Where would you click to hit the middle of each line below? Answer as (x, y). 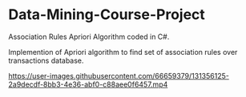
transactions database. (46, 60)
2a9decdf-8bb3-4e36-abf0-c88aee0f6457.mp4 (88, 84)
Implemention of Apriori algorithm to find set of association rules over (123, 52)
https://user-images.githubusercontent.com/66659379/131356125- (119, 76)
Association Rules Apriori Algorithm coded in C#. (89, 37)
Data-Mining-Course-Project (107, 15)
